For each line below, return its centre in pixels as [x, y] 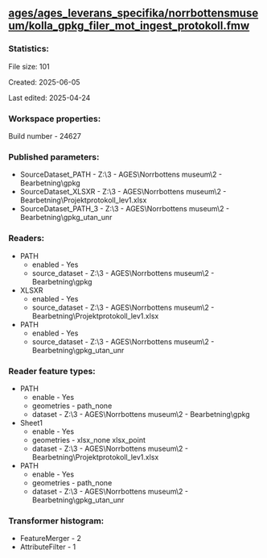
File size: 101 [29, 66]
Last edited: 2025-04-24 [49, 98]
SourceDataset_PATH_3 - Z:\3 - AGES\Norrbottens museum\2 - [125, 209]
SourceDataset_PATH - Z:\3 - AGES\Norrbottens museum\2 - [121, 175]
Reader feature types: [52, 371]
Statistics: [29, 49]
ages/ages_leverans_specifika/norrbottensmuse [133, 13]
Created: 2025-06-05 [44, 82]
